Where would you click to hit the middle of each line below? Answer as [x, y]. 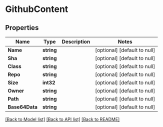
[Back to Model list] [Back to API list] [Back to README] [62, 119]
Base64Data [23, 107]
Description [76, 42]
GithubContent [37, 9]
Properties [22, 28]
